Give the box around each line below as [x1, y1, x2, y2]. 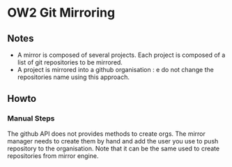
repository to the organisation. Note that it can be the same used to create [7, 144, 220, 152]
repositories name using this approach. [17, 73, 130, 81]
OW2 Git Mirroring [7, 5, 116, 21]
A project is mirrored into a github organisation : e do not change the [17, 66, 214, 73]
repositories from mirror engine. [7, 151, 99, 160]
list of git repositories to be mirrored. [17, 58, 123, 67]
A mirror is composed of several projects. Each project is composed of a [17, 51, 226, 59]
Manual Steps [7, 114, 55, 123]
